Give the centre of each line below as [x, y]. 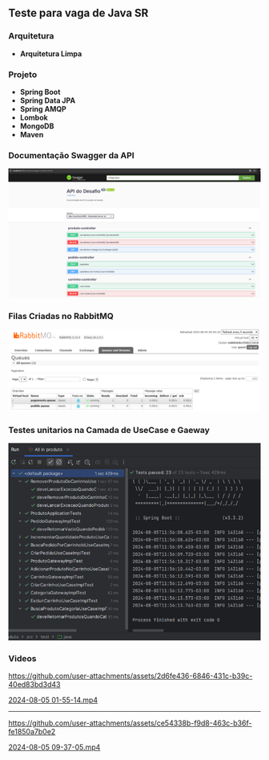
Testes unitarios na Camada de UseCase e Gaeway [109, 430]
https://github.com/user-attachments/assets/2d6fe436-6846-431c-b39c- [130, 676]
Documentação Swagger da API [71, 155]
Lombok [34, 117]
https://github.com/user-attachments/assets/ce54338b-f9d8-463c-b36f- [130, 723]
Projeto [23, 74]
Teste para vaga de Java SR [78, 13]
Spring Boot [40, 92]
